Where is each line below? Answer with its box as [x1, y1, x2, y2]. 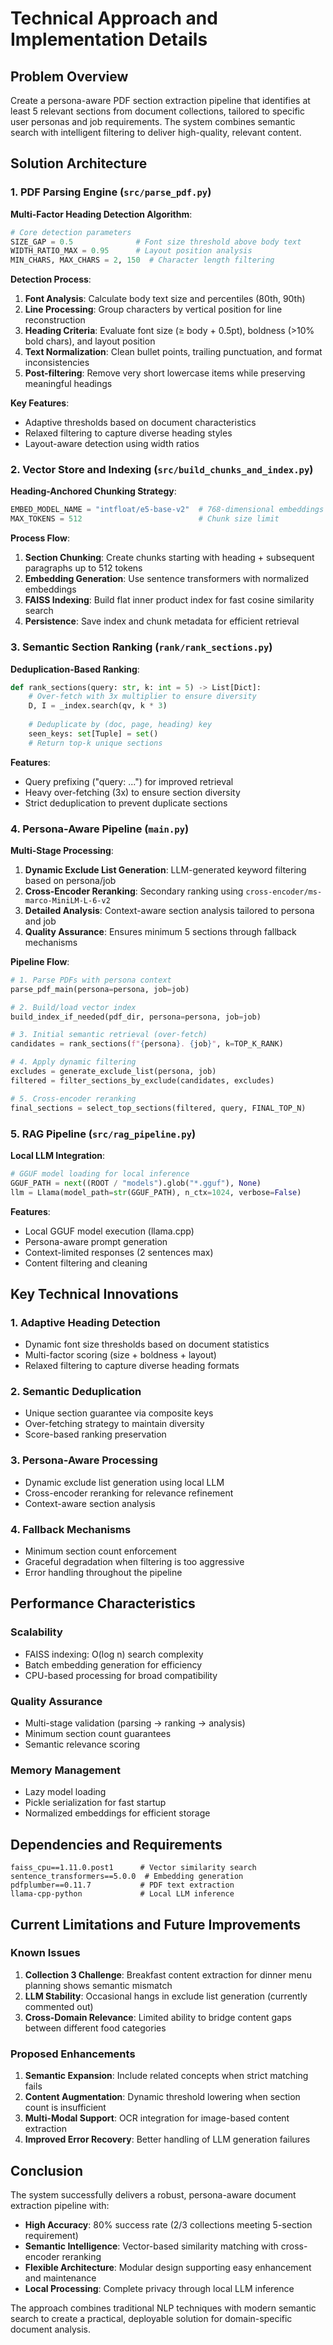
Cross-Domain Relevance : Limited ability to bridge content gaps [24, 2011, 292, 2023]
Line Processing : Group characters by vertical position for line [24, 303, 283, 316]
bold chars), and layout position [24, 335, 156, 347]
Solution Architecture [10, 155, 148, 172]
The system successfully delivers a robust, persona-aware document [10, 2188, 297, 2201]
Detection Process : [10, 273, 92, 286]
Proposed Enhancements [10, 2047, 136, 2061]
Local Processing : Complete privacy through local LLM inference [24, 2282, 295, 2294]
